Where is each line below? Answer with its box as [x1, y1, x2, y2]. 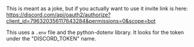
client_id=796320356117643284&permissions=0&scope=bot [6, 18, 156, 24]
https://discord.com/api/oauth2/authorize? [6, 11, 111, 18]
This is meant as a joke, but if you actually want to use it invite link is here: [6, 5, 188, 12]
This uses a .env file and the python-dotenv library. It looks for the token [6, 29, 184, 36]
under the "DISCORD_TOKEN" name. [6, 35, 97, 42]
